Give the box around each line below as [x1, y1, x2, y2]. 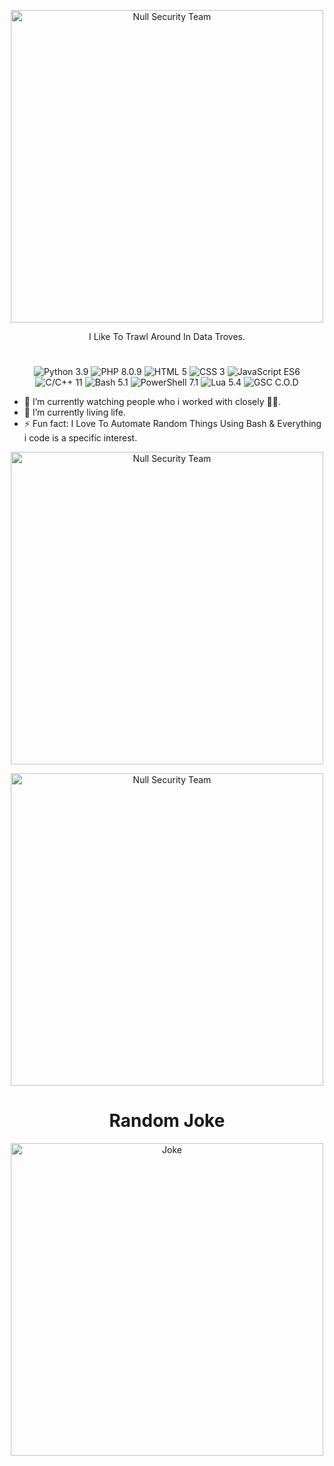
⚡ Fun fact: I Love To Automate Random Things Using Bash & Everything [23, 418, 322, 430]
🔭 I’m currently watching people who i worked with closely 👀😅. [23, 396, 281, 408]
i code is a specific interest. [23, 432, 138, 444]
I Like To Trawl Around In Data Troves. [88, 331, 246, 342]
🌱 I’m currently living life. [23, 406, 126, 419]
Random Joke [108, 1110, 226, 1132]
